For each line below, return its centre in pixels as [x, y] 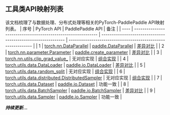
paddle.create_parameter [102, 52]
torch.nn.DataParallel [66, 46]
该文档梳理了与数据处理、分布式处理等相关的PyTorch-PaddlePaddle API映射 [85, 22]
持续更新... [17, 107]
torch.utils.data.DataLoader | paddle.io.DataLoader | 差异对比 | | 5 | [76, 65]
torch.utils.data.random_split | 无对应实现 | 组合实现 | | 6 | [65, 71]
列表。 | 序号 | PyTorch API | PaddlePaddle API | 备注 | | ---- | [69, 28]
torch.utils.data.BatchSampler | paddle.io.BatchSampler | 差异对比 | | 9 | [80, 90]
